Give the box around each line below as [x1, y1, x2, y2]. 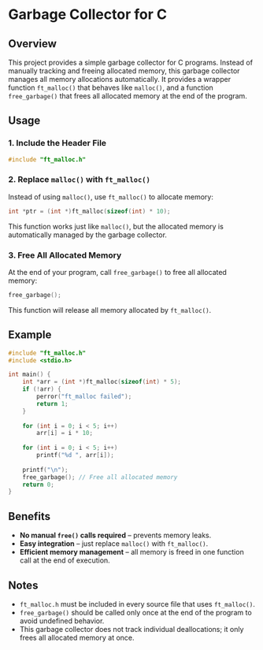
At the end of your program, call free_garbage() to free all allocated [8, 268, 227, 277]
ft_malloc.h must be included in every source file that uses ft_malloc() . [19, 599, 256, 608]
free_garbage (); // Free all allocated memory [22, 473, 178, 481]
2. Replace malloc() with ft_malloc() [8, 174, 151, 185]
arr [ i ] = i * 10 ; [36, 429, 93, 437]
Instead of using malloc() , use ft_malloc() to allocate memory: [8, 191, 214, 202]
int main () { [8, 370, 51, 379]
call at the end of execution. [19, 555, 110, 565]
